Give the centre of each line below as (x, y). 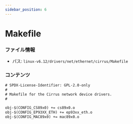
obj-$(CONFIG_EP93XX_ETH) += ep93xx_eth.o (49, 112)
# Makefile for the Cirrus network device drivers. (58, 95)
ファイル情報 (20, 50)
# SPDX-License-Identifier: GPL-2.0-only (48, 86)
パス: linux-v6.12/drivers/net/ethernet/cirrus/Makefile (70, 61)
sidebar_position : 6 (26, 9)
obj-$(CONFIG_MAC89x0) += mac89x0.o (42, 117)
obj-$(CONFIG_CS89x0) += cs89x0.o (40, 107)
